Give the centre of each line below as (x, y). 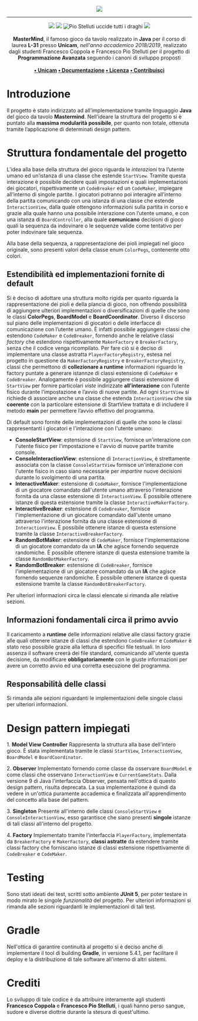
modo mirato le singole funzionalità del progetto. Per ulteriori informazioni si (99, 900)
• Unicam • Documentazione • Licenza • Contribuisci (99, 70)
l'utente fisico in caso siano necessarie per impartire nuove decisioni (98, 471)
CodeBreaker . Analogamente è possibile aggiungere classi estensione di (93, 379)
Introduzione (39, 94)
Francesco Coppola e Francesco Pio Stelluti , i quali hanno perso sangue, (96, 1006)
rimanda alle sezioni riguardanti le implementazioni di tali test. (81, 907)
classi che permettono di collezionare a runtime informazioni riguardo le (95, 367)
